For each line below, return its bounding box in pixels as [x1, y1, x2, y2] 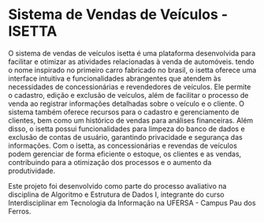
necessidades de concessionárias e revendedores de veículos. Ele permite [8, 81, 251, 92]
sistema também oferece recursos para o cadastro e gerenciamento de [8, 107, 240, 116]
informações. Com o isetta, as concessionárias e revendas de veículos [8, 141, 238, 150]
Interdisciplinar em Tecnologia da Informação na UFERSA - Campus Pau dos [8, 198, 256, 207]
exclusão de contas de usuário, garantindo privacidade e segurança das [8, 132, 243, 141]
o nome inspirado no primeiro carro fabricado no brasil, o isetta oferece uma [8, 65, 257, 74]
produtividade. [8, 166, 56, 175]
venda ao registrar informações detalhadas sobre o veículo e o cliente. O [8, 99, 244, 108]
